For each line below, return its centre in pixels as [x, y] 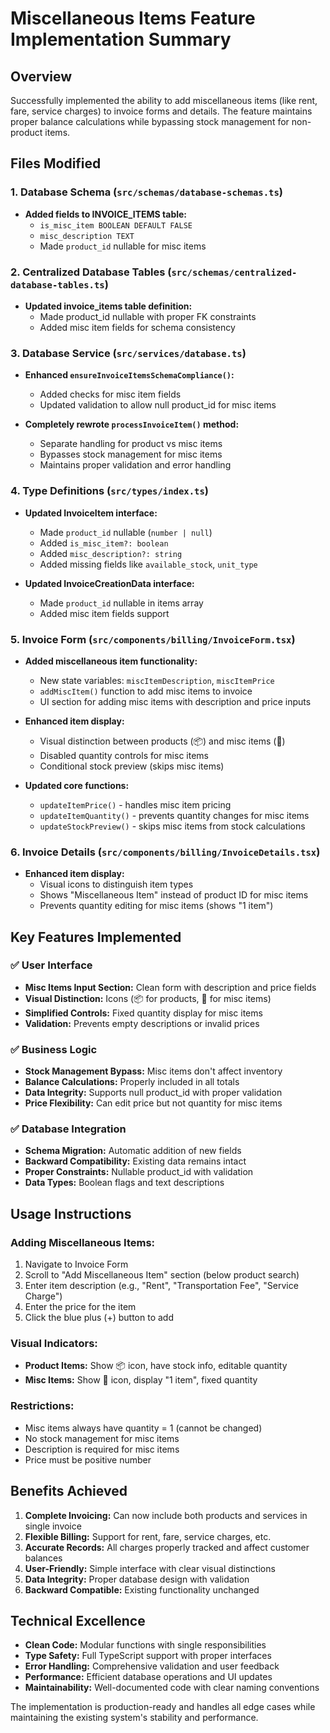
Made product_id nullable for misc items [123, 246]
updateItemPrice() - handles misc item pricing [135, 804]
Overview [41, 76]
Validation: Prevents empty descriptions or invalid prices [142, 1023]
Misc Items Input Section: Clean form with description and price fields [170, 987]
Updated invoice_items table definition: [108, 306]
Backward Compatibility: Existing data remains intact [135, 1161]
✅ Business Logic [54, 1049]
